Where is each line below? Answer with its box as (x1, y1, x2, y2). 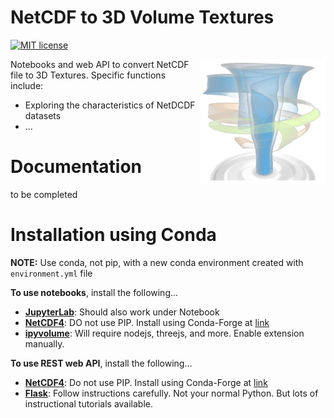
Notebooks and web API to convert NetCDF (10, 58, 190, 70)
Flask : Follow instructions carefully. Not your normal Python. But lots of (24, 387, 319, 399)
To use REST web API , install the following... (10, 357, 193, 369)
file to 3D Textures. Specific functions (10, 69, 167, 81)
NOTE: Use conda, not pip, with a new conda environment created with (10, 256, 304, 268)
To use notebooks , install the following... (10, 286, 179, 298)
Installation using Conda (10, 224, 217, 246)
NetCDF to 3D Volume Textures (10, 6, 275, 29)
